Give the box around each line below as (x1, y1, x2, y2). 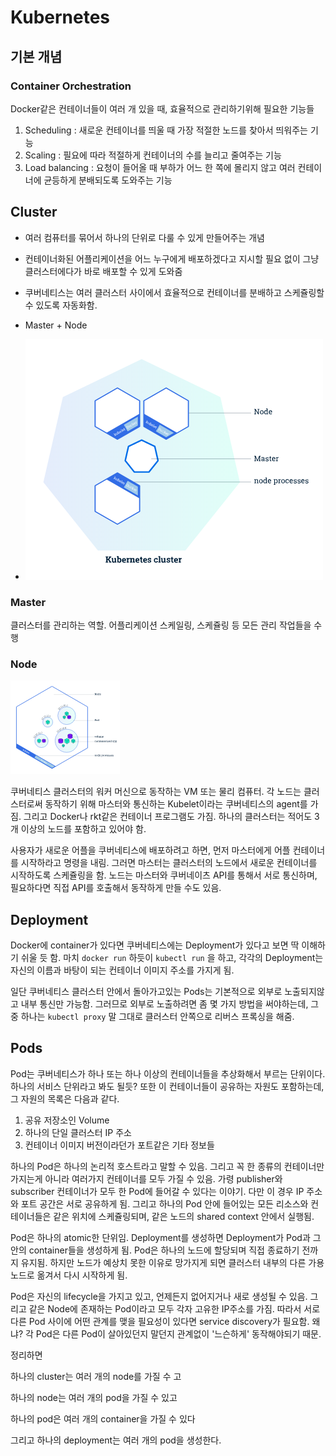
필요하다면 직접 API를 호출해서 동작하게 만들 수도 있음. (10, 882, 222, 894)
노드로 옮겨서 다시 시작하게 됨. (10, 1269, 128, 1281)
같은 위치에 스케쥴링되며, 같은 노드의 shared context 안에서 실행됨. (53, 1210, 315, 1222)
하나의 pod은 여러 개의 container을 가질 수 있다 (10, 1412, 196, 1425)
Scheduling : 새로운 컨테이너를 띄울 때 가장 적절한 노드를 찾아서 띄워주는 (24, 124, 308, 136)
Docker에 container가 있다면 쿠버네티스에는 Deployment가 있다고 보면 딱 (10, 939, 300, 951)
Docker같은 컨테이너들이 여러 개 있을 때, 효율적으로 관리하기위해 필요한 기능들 (10, 102, 315, 115)
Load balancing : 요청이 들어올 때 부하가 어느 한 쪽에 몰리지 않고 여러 (24, 161, 296, 173)
